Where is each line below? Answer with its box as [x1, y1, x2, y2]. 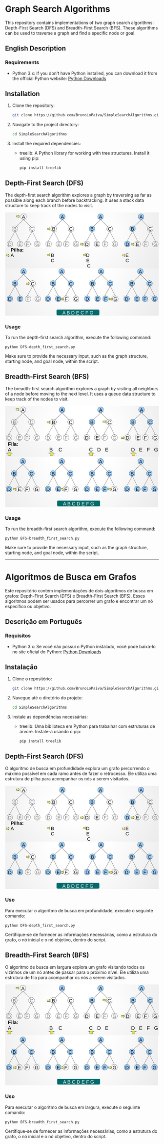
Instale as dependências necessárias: [12, 714, 88, 720]
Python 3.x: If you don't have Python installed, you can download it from [12, 70, 158, 76]
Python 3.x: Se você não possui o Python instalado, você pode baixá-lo [12, 643, 156, 649]
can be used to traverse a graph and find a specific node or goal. [5, 30, 136, 36]
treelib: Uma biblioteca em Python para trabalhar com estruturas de [19, 723, 155, 729]
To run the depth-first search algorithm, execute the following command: [5, 334, 151, 340]
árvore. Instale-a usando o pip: [19, 729, 82, 735]
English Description [5, 44, 66, 53]
